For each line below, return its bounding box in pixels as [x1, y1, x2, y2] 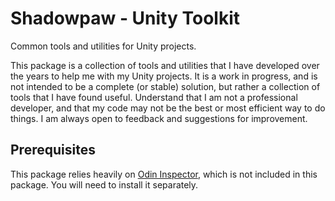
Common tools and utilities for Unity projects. [10, 40, 197, 52]
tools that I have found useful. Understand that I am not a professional [10, 91, 298, 103]
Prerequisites [10, 142, 96, 159]
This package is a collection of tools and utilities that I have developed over [10, 59, 320, 71]
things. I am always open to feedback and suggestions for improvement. [10, 112, 308, 124]
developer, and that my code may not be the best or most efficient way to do [10, 102, 326, 114]
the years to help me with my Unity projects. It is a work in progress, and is [10, 70, 318, 82]
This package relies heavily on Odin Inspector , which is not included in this [10, 168, 318, 180]
